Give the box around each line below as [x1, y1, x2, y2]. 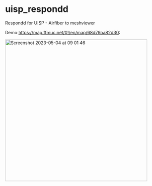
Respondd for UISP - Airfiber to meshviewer [5, 20, 95, 26]
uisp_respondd [5, 3, 69, 15]
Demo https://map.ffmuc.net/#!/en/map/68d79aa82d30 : [5, 29, 121, 35]
